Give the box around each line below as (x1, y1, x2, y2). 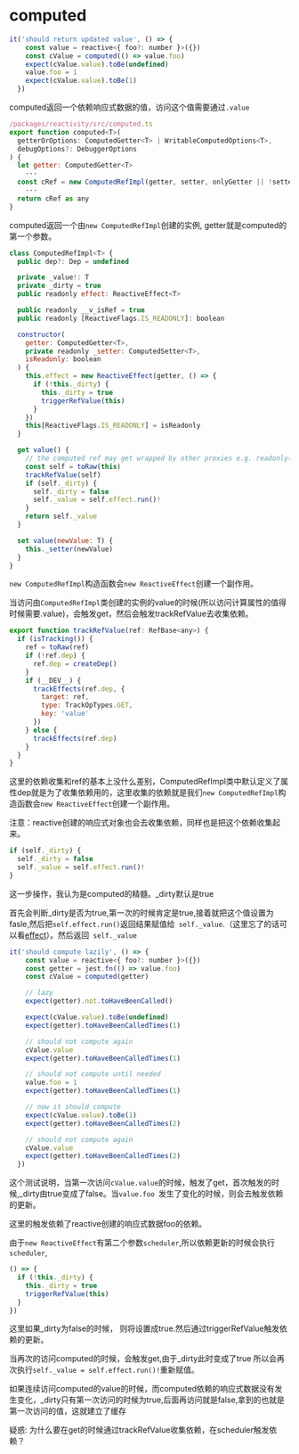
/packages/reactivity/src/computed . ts (9, 119, 153, 129)
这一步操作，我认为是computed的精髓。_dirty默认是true (9, 888, 214, 899)
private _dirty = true (17, 282, 101, 291)
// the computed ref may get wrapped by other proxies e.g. (25, 454, 253, 464)
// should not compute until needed (25, 1070, 162, 1079)
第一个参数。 (9, 231, 56, 242)
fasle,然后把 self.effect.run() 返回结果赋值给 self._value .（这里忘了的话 (9, 918, 280, 929)
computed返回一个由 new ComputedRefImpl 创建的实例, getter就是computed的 (9, 219, 287, 230)
